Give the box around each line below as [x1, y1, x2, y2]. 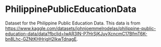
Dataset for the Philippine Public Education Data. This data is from [5, 20, 141, 26]
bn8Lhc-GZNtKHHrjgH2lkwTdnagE [5, 36, 77, 42]
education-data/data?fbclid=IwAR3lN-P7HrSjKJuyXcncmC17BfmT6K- [5, 30, 148, 36]
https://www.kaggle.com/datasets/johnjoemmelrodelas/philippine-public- [5, 25, 156, 31]
